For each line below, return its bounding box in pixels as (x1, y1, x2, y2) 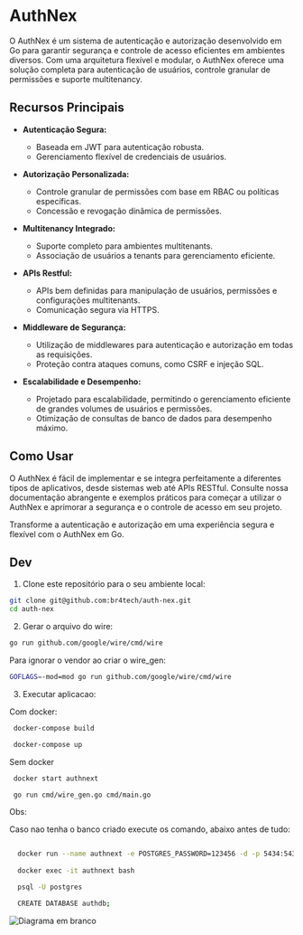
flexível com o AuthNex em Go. (9, 528, 124, 539)
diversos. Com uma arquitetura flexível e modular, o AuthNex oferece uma (9, 54, 284, 65)
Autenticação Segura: (22, 124, 107, 135)
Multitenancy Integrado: (22, 222, 115, 233)
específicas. (35, 195, 82, 206)
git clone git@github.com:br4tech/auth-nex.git (9, 596, 192, 606)
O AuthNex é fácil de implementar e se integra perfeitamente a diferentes (9, 472, 281, 484)
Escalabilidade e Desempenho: (22, 376, 142, 387)
